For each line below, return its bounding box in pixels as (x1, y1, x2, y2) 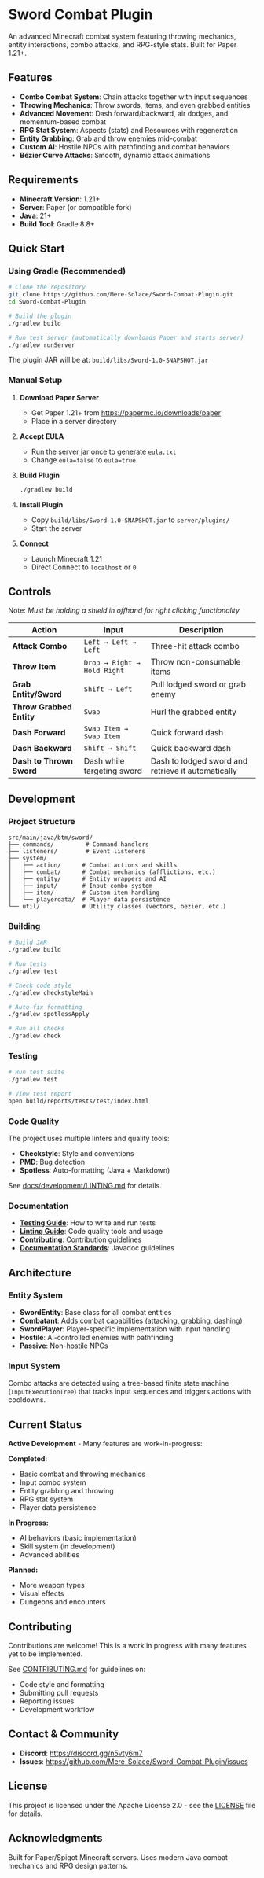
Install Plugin (19, 499, 64, 509)
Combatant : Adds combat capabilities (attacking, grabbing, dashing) (19, 1316, 243, 1326)
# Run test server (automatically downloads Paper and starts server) (8, 333, 244, 341)
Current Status (8, 1418, 82, 1431)
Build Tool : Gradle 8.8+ (19, 219, 96, 229)
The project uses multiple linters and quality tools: (8, 1134, 170, 1143)
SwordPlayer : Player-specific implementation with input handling (19, 1324, 231, 1334)
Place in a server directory (31, 416, 117, 425)
